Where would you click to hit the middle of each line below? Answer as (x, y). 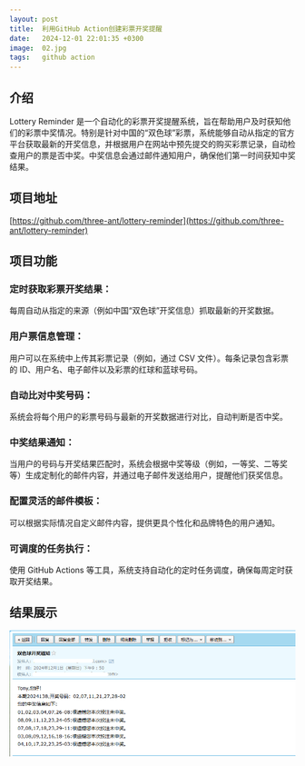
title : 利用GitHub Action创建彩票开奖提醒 (86, 29)
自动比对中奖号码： (51, 395)
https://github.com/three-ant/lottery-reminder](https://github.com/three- (148, 220)
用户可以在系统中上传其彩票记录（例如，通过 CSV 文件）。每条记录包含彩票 (149, 358)
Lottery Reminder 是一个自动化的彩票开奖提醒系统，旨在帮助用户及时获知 (146, 121)
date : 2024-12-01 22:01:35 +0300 (77, 38)
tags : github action (52, 58)
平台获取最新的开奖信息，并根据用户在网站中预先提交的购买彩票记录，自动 (148, 144)
